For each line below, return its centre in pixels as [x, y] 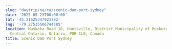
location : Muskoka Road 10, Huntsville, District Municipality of [78, 29]
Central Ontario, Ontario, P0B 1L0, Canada [57, 34]
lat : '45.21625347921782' [33, 19]
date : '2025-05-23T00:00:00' [36, 15]
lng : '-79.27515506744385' [34, 24]
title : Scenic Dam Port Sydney [39, 39]
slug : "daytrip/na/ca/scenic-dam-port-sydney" [56, 10]
